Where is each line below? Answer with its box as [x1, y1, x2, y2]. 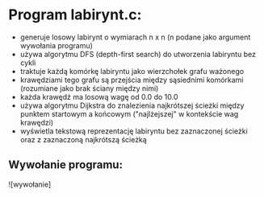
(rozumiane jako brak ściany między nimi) [19, 83, 159, 93]
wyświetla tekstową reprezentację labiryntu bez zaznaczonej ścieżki [19, 126, 248, 136]
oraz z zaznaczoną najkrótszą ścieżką [19, 134, 147, 144]
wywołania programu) [19, 40, 93, 50]
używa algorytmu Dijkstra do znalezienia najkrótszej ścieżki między [19, 101, 245, 110]
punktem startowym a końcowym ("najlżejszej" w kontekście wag [19, 109, 239, 118]
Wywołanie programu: [8, 158, 124, 172]
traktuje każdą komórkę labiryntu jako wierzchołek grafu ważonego [19, 66, 245, 76]
